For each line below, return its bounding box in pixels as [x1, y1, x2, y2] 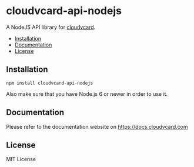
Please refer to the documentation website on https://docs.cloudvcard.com [6, 123, 188, 130]
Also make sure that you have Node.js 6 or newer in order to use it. [6, 90, 168, 98]
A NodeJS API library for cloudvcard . [6, 24, 96, 31]
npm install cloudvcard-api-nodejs [6, 80, 93, 86]
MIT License [6, 156, 36, 163]
